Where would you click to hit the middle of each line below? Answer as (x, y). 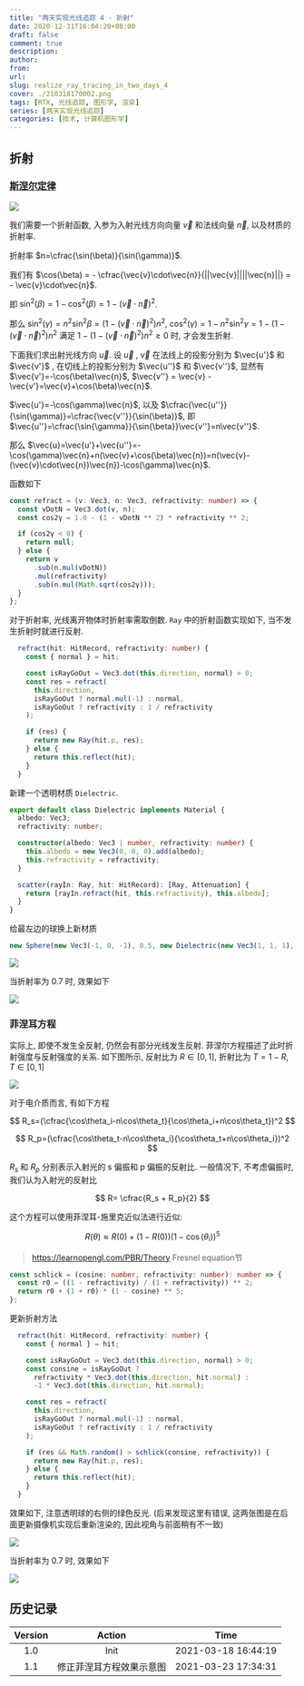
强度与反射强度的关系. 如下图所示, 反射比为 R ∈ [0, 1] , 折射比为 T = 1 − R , (152, 1057)
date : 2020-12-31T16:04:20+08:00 (73, 26)
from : (20, 69)
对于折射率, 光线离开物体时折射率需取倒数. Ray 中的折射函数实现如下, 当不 (147, 620)
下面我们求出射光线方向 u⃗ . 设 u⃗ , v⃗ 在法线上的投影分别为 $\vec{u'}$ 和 (147, 354)
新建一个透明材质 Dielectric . (64, 793)
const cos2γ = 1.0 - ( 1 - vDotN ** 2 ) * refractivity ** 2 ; (133, 518)
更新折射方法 (33, 1318)
